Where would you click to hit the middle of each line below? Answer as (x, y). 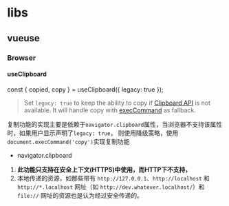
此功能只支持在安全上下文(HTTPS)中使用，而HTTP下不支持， (104, 169)
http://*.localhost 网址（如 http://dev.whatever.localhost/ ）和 (111, 187)
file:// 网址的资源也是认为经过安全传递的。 (80, 195)
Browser (22, 58)
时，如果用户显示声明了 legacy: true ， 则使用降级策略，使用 (93, 133)
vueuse (23, 38)
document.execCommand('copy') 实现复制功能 (68, 141)
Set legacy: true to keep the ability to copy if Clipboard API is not (117, 103)
